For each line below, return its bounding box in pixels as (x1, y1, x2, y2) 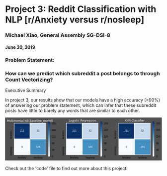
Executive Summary (5, 87, 46, 93)
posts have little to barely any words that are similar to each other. (5, 107, 140, 113)
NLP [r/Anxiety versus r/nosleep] (5, 14, 145, 25)
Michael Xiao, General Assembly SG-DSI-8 (5, 32, 110, 39)
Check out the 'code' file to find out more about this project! (5, 166, 128, 172)
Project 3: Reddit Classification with (5, 3, 157, 15)
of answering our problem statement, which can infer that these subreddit (5, 102, 157, 108)
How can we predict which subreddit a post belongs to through (5, 70, 160, 77)
